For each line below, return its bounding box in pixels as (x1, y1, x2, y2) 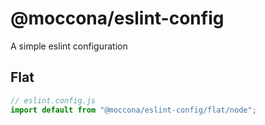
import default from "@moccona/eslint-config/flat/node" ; (10, 105, 257, 115)
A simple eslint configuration (10, 40, 128, 52)
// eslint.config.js (10, 95, 97, 106)
